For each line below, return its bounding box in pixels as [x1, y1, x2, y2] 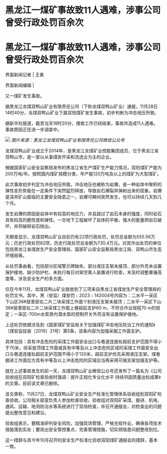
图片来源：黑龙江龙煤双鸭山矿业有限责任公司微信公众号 [11, 137, 125, 143]
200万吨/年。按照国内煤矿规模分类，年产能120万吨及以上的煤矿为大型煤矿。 [5, 171, 162, 177]
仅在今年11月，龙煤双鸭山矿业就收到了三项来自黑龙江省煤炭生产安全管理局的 [5, 286, 162, 292]
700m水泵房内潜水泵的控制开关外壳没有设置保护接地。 [29, 311, 141, 317]
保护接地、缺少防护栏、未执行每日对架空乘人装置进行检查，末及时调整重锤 [5, 269, 158, 275]
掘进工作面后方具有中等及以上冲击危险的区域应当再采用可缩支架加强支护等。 [5, 357, 162, 363]
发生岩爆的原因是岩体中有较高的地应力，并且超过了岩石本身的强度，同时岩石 [5, 211, 162, 217]
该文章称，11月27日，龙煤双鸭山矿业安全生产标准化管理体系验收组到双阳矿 [5, 391, 158, 397]
